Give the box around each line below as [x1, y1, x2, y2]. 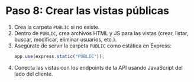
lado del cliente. [14, 70, 53, 77]
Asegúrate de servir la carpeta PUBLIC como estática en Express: [14, 42, 172, 49]
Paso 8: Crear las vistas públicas [5, 4, 170, 18]
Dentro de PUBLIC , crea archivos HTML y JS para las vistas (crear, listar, [14, 29, 189, 36]
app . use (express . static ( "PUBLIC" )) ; [14, 53, 105, 59]
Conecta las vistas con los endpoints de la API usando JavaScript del [14, 64, 183, 71]
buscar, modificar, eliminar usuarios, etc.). [14, 36, 117, 43]
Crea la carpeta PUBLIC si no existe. [14, 23, 100, 30]
